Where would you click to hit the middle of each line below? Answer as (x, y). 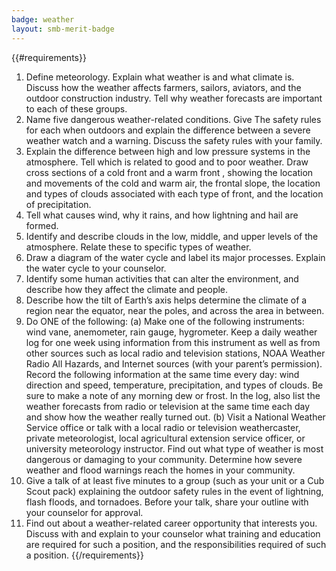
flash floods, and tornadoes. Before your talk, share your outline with (167, 502)
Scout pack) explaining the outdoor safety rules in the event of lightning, (174, 491)
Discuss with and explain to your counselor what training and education (173, 533)
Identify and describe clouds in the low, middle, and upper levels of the (172, 236)
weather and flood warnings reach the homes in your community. (160, 470)
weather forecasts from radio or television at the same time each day (168, 406)
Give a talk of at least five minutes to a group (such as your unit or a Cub (175, 480)
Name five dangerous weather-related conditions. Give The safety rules (173, 119)
